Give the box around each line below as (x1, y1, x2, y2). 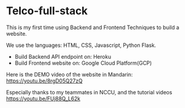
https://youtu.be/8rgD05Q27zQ (6, 77, 83, 84)
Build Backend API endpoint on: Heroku (14, 53, 111, 60)
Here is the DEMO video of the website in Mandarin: (6, 71, 133, 78)
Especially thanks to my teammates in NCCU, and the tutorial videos (6, 88, 173, 96)
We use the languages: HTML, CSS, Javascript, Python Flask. (6, 42, 157, 49)
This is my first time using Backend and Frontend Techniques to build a (6, 24, 180, 31)
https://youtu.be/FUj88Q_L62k (6, 95, 81, 102)
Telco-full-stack (6, 4, 88, 18)
